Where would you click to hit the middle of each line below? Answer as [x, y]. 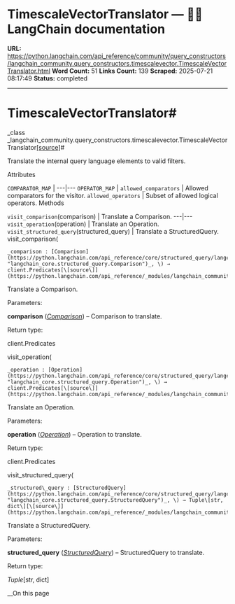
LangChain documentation [86, 29]
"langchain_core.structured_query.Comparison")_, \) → [89, 264]
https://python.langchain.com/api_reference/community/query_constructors [116, 56]
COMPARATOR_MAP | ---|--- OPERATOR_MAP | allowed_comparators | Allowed [108, 188]
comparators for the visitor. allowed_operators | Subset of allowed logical [113, 195]
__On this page [29, 593]
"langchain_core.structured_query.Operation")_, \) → [87, 382]
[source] [48, 147]
